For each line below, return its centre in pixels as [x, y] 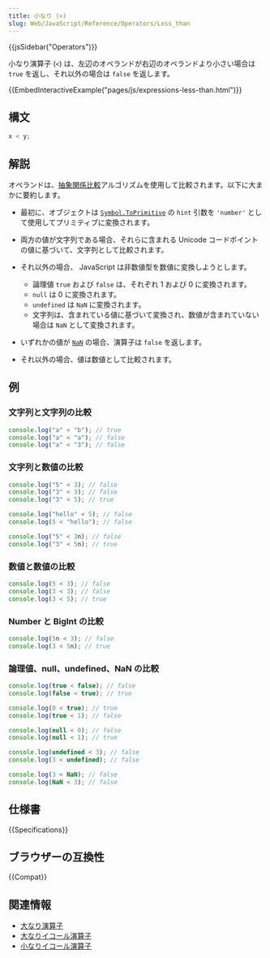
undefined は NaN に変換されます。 [89, 304]
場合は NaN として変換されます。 [86, 325]
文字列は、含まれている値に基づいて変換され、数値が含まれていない [146, 315]
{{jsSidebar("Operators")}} [53, 46]
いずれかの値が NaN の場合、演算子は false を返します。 [113, 342]
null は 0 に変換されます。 [77, 294]
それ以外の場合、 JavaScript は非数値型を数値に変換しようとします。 [135, 267]
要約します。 [43, 195]
